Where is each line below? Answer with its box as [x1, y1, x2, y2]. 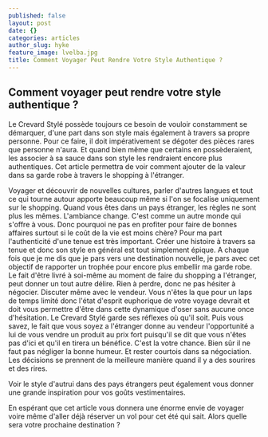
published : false [8, 11, 66, 20]
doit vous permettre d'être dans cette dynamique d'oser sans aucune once [8, 304, 254, 313]
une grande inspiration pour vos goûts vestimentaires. [8, 388, 186, 397]
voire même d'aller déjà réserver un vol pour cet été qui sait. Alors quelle [8, 411, 247, 421]
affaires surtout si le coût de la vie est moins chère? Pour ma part [8, 228, 223, 238]
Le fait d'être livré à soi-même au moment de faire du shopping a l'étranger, [8, 270, 257, 280]
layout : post [8, 19, 52, 27]
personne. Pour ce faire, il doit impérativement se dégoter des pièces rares [8, 136, 255, 146]
